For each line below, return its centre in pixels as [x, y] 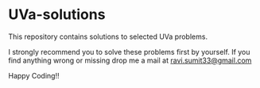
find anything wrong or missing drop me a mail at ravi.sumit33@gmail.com [130, 60]
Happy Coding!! [34, 75]
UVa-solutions [57, 15]
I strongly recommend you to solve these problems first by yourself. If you [129, 52]
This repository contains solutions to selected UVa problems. [108, 36]
